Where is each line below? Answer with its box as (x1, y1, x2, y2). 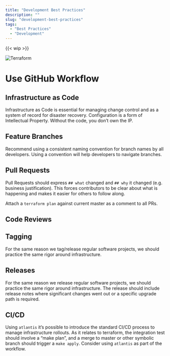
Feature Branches (5, 132, 63, 141)
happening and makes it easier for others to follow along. (5, 190, 125, 196)
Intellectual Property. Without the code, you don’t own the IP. (5, 118, 134, 123)
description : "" (5, 12, 40, 17)
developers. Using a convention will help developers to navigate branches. (5, 151, 162, 157)
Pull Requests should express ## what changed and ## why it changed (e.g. (5, 180, 162, 186)
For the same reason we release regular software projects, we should (5, 279, 151, 286)
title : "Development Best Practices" (5, 7, 86, 13)
